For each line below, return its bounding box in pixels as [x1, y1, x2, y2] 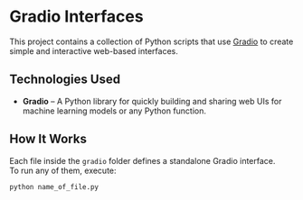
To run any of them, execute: [9, 165, 117, 176]
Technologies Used [9, 72, 120, 87]
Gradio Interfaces [9, 6, 144, 27]
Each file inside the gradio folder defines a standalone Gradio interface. [9, 155, 276, 166]
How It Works [9, 132, 88, 147]
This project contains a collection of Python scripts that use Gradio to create [9, 36, 294, 47]
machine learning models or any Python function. [22, 105, 206, 116]
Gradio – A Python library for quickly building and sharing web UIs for [22, 95, 282, 106]
